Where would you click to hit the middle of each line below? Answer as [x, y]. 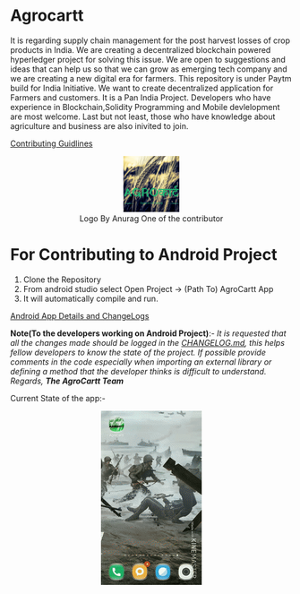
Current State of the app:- [58, 398]
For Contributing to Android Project [144, 255]
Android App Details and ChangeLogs [80, 315]
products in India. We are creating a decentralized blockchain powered [141, 49]
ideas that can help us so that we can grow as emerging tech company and [149, 69]
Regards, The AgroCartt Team [67, 381]
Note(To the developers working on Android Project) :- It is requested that [148, 333]
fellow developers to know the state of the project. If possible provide [138, 352]
